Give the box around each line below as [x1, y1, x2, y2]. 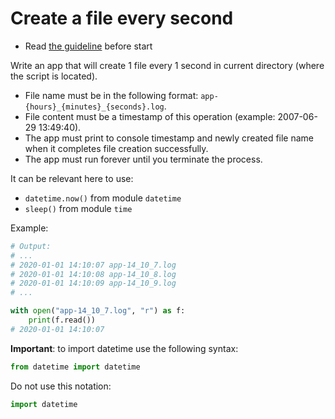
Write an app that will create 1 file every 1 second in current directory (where [10, 59, 325, 71]
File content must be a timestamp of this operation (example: [24, 110, 276, 122]
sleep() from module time [24, 202, 133, 214]
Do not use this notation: [10, 380, 112, 392]
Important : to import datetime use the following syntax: [10, 342, 239, 354]
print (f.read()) [28, 315, 97, 326]
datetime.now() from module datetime [24, 192, 182, 204]
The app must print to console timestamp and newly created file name [24, 132, 315, 144]
